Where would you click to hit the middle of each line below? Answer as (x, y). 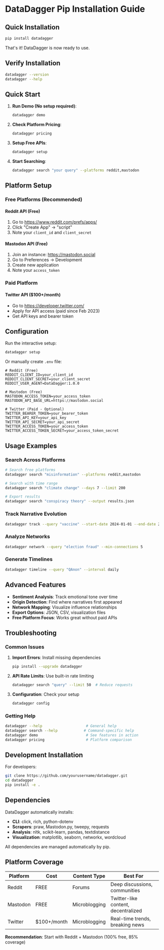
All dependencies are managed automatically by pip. (58, 846)
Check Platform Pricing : (37, 125)
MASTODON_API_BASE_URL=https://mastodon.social (54, 401)
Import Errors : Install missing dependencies (56, 658)
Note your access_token (36, 270)
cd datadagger (20, 780)
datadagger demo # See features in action (72, 735)
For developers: (21, 767)
